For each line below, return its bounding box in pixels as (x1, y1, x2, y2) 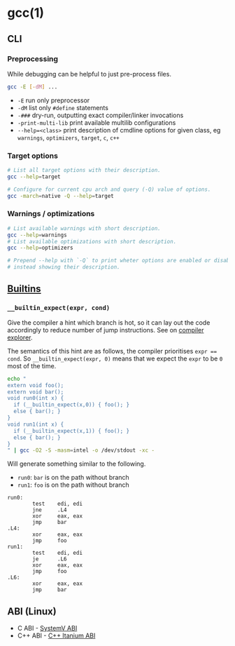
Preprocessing (7, 54, 58, 64)
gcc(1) (7, 5, 44, 21)
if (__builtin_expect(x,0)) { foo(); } (13, 401, 130, 408)
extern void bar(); (7, 388, 64, 396)
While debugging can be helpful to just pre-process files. (7, 69, 171, 78)
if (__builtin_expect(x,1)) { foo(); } (13, 427, 130, 434)
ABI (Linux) (7, 605, 57, 617)
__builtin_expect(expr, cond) (7, 304, 111, 312)
